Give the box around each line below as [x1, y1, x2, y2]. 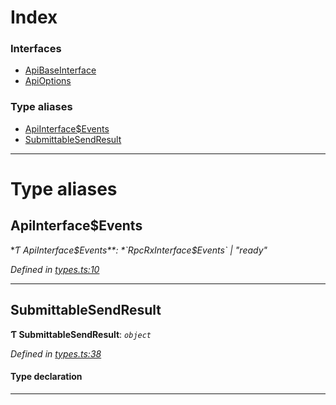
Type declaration [10, 371, 83, 383]
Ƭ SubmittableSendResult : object [10, 328, 152, 340]
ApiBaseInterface [24, 64, 97, 76]
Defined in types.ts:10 [10, 263, 100, 275]
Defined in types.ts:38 [10, 347, 102, 360]
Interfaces [10, 42, 62, 56]
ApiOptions [24, 75, 72, 87]
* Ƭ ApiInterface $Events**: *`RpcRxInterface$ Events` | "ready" [10, 244, 268, 256]
